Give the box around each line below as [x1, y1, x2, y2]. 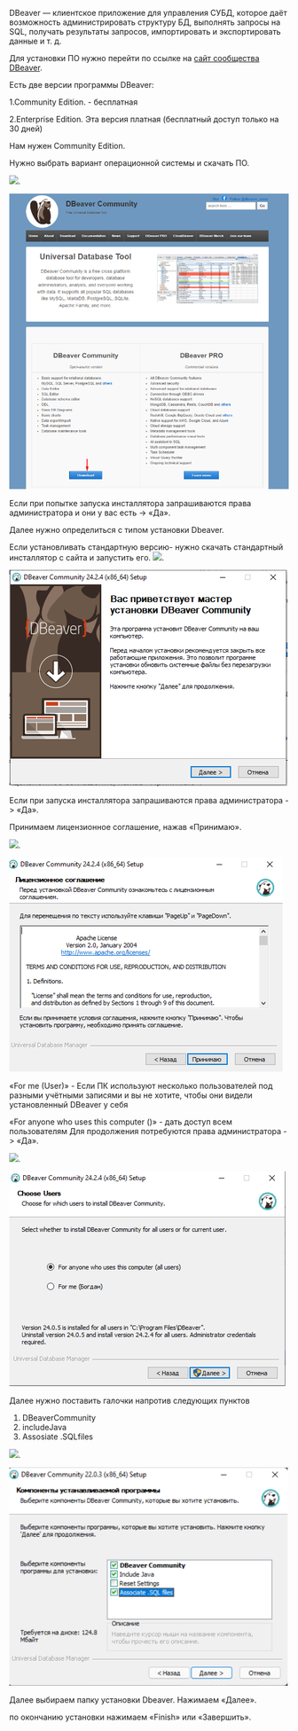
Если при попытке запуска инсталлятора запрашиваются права [9, 498, 252, 509]
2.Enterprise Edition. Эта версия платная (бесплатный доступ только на [9, 114, 279, 124]
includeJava [21, 1422, 67, 1433]
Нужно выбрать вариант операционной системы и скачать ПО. [9, 158, 250, 168]
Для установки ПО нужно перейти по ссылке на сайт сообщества [9, 53, 260, 63]
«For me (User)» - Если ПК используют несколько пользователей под [9, 1081, 273, 1092]
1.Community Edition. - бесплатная [9, 97, 138, 107]
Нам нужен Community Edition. [9, 141, 126, 151]
